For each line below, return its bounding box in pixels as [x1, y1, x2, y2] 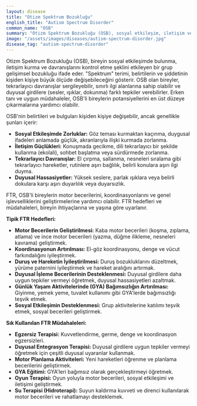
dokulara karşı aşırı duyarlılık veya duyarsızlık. [14, 180, 126, 187]
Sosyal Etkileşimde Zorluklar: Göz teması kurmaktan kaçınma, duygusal [14, 130, 191, 137]
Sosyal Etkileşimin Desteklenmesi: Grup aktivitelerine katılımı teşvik [14, 301, 181, 308]
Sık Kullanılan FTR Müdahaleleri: [6, 319, 87, 326]
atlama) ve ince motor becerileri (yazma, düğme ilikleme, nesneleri [14, 233, 176, 240]
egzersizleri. [14, 337, 45, 344]
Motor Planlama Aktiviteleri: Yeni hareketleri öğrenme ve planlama [14, 355, 177, 363]
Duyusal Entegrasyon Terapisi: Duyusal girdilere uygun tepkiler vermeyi [14, 343, 191, 350]
